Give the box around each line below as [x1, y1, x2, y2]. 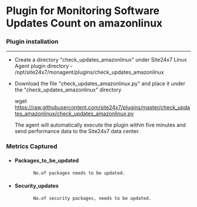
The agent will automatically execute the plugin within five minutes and [14, 121, 186, 128]
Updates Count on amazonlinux [6, 16, 163, 30]
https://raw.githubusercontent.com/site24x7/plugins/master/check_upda [14, 104, 191, 111]
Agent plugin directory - [14, 63, 73, 70]
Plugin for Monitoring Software [6, 4, 160, 18]
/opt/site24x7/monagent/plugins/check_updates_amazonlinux [14, 69, 164, 76]
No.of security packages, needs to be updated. [33, 195, 152, 201]
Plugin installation [6, 38, 59, 46]
